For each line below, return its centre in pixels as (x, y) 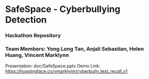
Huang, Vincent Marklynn (37, 55)
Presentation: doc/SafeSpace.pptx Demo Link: (53, 66)
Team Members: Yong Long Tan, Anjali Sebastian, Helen (74, 49)
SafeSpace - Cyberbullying (63, 9)
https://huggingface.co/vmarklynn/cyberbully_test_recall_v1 (66, 71)
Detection (26, 20)
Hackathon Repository (33, 35)
